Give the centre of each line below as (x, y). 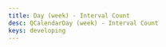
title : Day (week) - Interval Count (69, 16)
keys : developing (37, 30)
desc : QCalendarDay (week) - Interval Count (83, 23)
